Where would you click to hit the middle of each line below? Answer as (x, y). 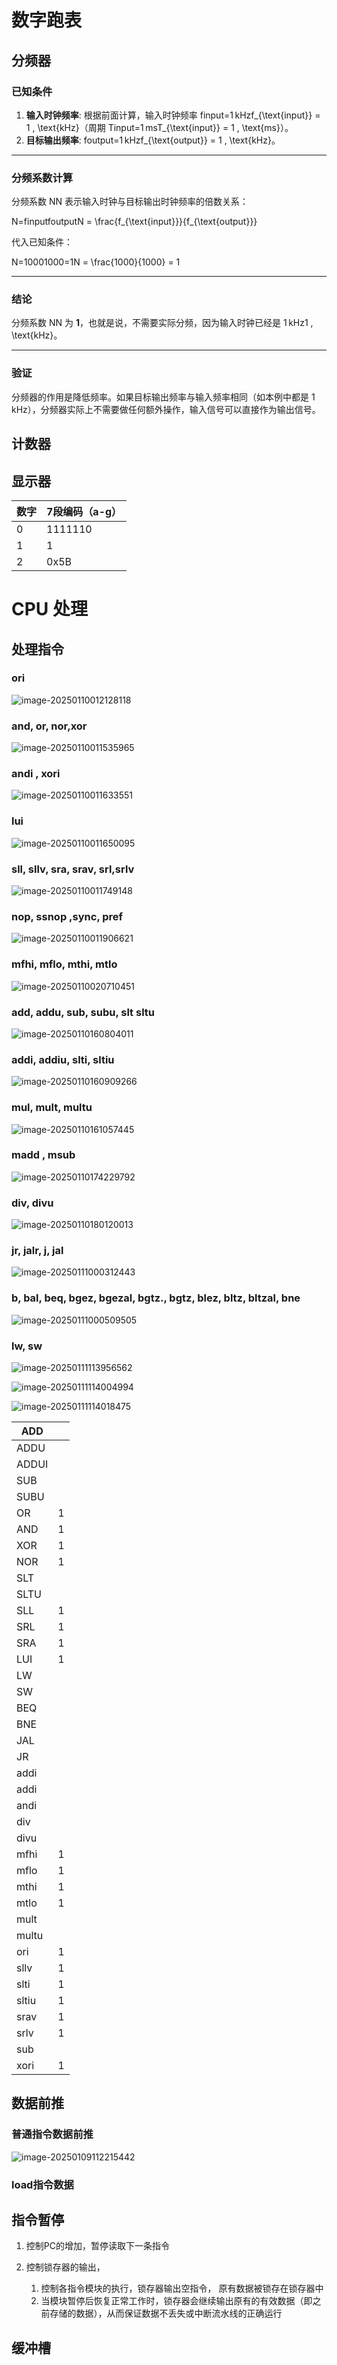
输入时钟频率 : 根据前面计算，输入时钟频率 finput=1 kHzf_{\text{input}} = (173, 115)
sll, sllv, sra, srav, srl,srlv (73, 869)
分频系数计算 (42, 178)
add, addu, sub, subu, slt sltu (83, 1012)
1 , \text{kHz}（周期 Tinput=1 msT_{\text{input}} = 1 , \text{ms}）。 (159, 127)
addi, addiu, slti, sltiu (63, 1059)
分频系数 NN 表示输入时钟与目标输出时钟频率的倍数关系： (130, 202)
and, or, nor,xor (49, 726)
